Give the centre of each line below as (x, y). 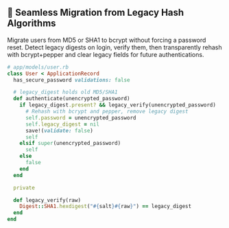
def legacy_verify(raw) (47, 200)
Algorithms (32, 24)
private (24, 187)
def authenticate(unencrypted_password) (72, 99)
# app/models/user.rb (38, 67)
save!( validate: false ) (59, 130)
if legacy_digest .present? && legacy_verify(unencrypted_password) (118, 105)
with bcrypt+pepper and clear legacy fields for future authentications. (106, 54)
